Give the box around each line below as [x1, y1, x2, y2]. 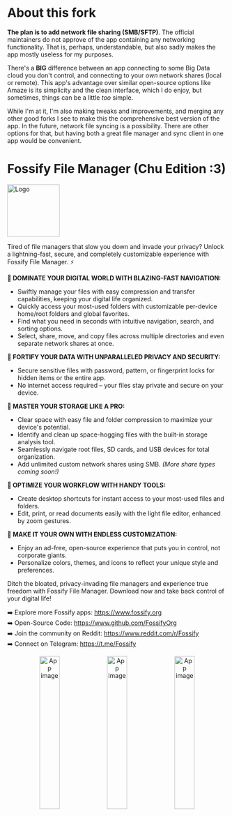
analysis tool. [17, 437, 56, 446]
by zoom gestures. [17, 516, 72, 524]
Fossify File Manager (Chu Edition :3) [7, 161, 226, 177]
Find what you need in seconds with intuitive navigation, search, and [17, 317, 215, 325]
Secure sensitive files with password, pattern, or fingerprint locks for [17, 366, 215, 375]
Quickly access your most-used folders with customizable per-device [17, 302, 217, 310]
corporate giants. [17, 551, 68, 559]
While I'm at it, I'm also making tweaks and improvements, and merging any [7, 107, 224, 115]
